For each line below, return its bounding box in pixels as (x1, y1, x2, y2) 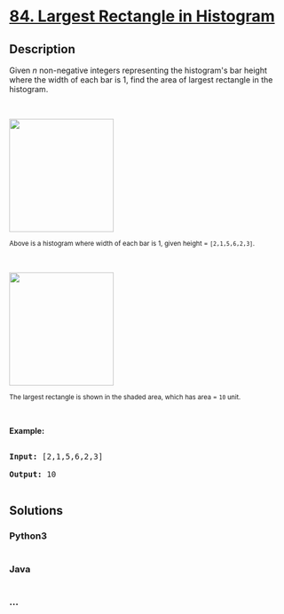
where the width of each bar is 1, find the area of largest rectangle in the (9, 75, 273, 85)
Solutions (9, 503, 64, 518)
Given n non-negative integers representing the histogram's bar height (9, 65, 268, 75)
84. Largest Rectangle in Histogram (9, 6, 275, 27)
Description (9, 42, 75, 57)
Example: (9, 426, 45, 436)
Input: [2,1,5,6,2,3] (9, 452, 104, 461)
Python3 (9, 530, 47, 542)
